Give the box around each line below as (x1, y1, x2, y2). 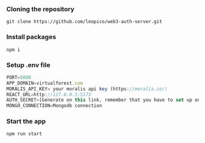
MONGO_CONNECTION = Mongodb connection (6, 103, 103, 109)
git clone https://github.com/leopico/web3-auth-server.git (6, 19, 163, 25)
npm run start (6, 131, 43, 137)
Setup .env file (6, 60, 51, 69)
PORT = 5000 (6, 74, 32, 80)
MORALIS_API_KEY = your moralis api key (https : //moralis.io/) (6, 86, 168, 92)
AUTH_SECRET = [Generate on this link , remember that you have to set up (6, 97, 192, 103)
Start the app (6, 117, 46, 126)
